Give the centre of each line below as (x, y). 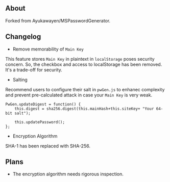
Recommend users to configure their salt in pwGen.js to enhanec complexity (85, 89)
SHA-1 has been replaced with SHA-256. (48, 146)
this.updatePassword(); (40, 122)
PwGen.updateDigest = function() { (43, 104)
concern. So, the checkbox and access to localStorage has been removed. (84, 64)
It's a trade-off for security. (34, 70)
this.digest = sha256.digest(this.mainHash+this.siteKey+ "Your (84, 109)
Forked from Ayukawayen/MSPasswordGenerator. (58, 20)
